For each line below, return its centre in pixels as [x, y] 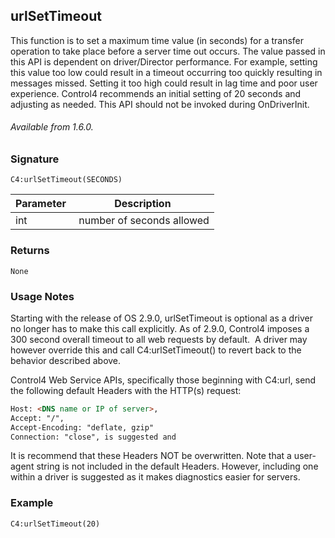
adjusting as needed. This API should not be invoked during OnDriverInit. [160, 104]
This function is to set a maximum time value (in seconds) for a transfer [157, 40]
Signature [35, 159]
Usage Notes [42, 296]
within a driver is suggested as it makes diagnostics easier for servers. [155, 477]
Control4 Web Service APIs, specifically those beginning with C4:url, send [163, 380]
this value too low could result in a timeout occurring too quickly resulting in [166, 72]
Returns [30, 251]
